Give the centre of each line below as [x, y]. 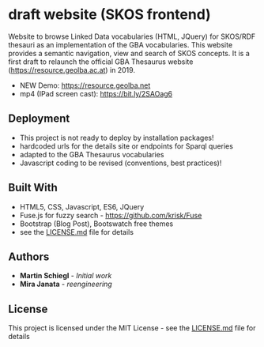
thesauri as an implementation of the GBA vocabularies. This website [121, 44]
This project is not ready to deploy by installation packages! [117, 138]
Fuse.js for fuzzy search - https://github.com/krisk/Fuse [111, 215]
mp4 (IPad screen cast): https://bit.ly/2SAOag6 [96, 93]
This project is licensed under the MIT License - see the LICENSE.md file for [132, 328]
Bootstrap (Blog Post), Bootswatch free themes [96, 224]
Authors [29, 256]
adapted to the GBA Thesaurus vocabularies [92, 154]
